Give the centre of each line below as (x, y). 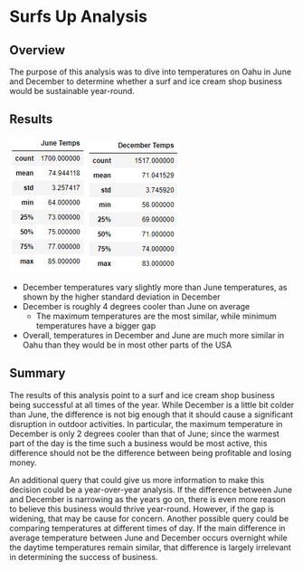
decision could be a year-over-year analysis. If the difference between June (151, 490)
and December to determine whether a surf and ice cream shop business (146, 81)
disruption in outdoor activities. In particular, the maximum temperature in (146, 423)
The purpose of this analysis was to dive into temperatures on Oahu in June (151, 71)
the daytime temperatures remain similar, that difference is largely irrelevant (150, 547)
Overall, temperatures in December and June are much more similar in (153, 335)
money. (24, 462)
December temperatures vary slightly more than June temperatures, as (155, 287)
